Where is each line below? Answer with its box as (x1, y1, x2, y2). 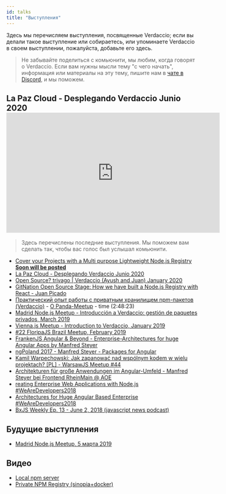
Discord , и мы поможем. (21, 76, 85, 83)
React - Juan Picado (15, 290, 67, 297)
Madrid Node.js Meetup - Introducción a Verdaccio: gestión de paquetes (15, 309, 198, 317)
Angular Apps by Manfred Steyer (15, 342, 98, 349)
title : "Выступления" (6, 15, 62, 21)
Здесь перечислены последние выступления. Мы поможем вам (21, 239, 189, 246)
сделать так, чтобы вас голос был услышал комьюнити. (21, 245, 168, 253)
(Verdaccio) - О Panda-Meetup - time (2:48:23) (15, 302, 135, 310)
